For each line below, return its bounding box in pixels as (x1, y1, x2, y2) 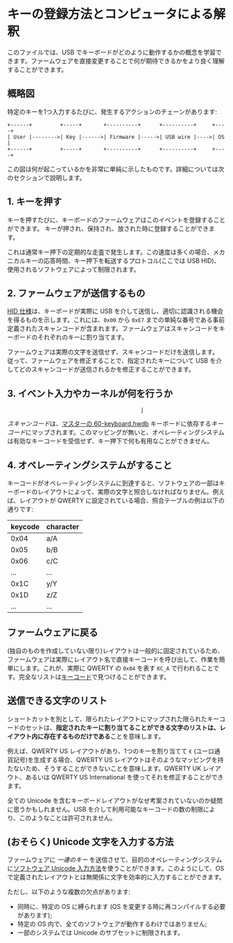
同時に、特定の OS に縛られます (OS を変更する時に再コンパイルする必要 (17, 903, 226, 911)
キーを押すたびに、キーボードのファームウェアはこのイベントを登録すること (7, 215, 226, 224)
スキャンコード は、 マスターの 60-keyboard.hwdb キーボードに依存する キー (7, 420, 224, 428)
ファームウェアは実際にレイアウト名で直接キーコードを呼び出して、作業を (7, 655, 220, 664)
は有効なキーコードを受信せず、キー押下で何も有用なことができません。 (7, 437, 214, 445)
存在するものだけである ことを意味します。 (43, 732, 165, 740)
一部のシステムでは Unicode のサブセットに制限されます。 (17, 928, 184, 937)
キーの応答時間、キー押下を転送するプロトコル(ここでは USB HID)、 (25, 256, 221, 265)
